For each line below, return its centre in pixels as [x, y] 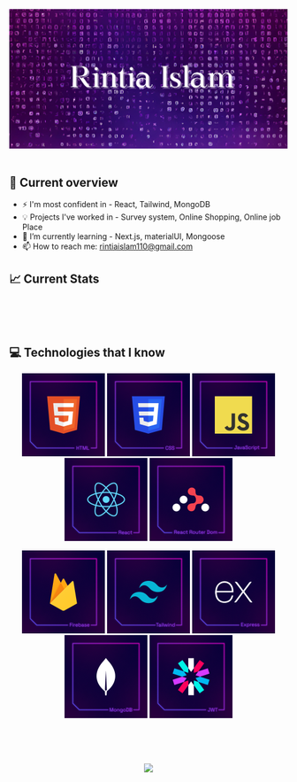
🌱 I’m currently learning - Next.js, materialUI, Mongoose [123, 236]
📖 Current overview [64, 182]
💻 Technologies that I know [87, 352]
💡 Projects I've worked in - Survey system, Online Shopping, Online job [151, 217]
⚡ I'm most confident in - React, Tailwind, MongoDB [116, 205]
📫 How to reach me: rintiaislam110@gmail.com [107, 246]
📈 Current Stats [54, 279]
